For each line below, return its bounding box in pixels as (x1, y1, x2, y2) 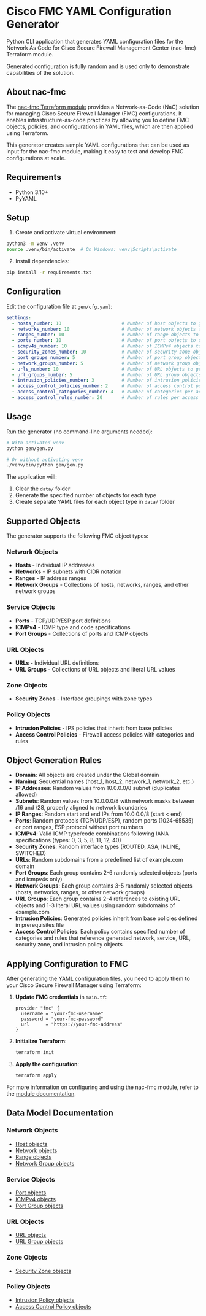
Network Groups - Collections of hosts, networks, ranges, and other (15, 581, 189, 589)
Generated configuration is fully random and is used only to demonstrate (6, 63, 190, 70)
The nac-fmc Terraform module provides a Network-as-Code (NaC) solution (6, 103, 199, 110)
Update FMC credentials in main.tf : (15, 993, 107, 1001)
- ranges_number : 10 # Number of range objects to (12, 331, 199, 338)
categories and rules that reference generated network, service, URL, (15, 934, 191, 942)
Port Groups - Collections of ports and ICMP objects (15, 630, 148, 637)
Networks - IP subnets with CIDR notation (15, 568, 122, 575)
